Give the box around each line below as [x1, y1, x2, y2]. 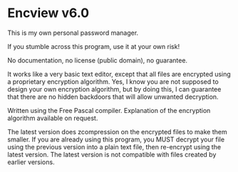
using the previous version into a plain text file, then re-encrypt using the [7, 142, 222, 151]
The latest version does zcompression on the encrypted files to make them [7, 127, 227, 136]
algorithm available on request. [7, 114, 98, 122]
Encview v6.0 [7, 5, 90, 21]
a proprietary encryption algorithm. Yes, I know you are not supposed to [7, 77, 219, 86]
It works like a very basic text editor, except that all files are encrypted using [7, 70, 232, 78]
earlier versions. [7, 158, 55, 166]
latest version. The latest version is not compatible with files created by [7, 150, 217, 158]
